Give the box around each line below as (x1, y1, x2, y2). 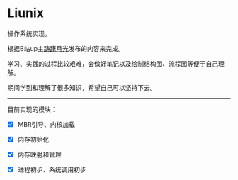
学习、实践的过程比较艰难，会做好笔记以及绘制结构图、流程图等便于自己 (7, 59, 218, 68)
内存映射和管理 (17, 150, 62, 159)
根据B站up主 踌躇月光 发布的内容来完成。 (7, 44, 125, 52)
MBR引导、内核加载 (17, 120, 76, 128)
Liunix (7, 5, 45, 21)
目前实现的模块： (7, 105, 57, 113)
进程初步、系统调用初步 (17, 165, 86, 174)
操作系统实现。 (7, 29, 51, 38)
